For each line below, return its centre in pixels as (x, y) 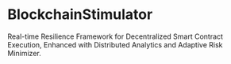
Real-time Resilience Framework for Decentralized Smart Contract (115, 36)
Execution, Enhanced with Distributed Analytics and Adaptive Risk (115, 44)
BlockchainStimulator (80, 15)
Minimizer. (24, 53)
